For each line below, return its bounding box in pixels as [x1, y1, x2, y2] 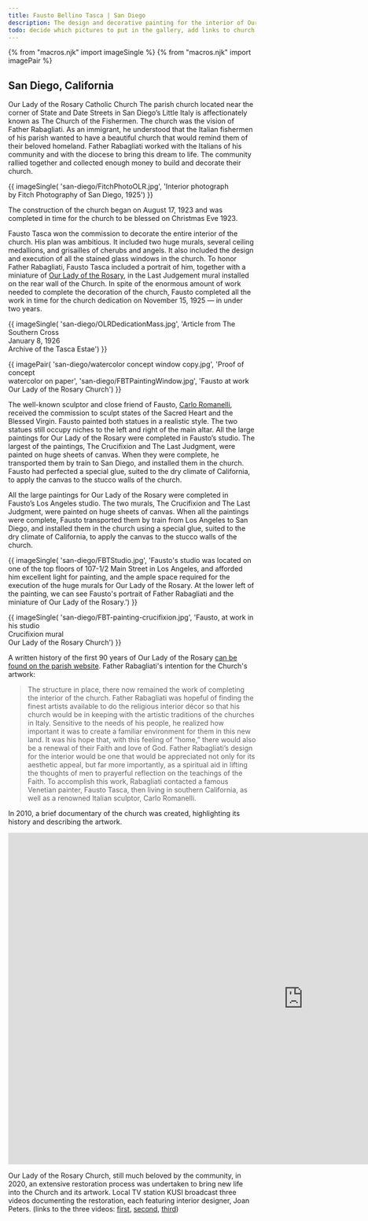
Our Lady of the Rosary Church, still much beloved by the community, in [8, 1171, 241, 1180]
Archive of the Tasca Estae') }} [8, 344, 108, 354]
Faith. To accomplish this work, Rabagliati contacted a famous [27, 777, 229, 786]
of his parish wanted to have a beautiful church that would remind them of [8, 133, 248, 142]
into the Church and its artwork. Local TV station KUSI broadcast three [8, 1188, 237, 1197]
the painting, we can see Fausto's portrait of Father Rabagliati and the [8, 589, 234, 598]
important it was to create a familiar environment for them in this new [27, 726, 252, 736]
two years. [8, 304, 42, 314]
